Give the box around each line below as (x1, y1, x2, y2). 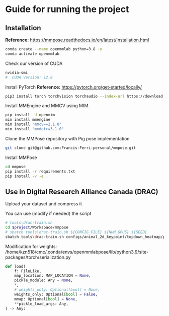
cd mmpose (5, 164, 26, 169)
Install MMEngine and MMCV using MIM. (5, 103, 90, 109)
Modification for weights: (5, 243, 57, 250)
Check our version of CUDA (5, 60, 63, 66)
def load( (5, 264, 26, 269)
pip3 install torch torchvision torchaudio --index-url (5, 94, 125, 99)
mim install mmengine (5, 117, 51, 122)
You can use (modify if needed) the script (5, 210, 92, 217)
